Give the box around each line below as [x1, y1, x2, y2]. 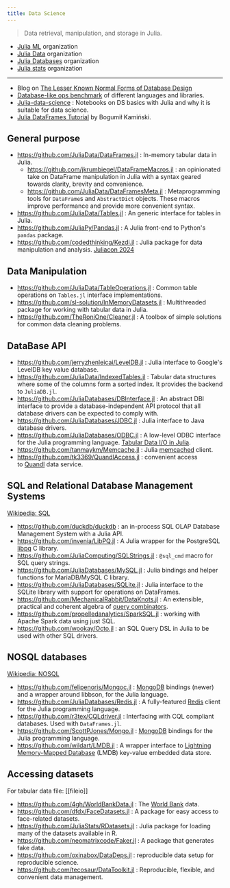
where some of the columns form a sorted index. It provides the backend [16, 380, 223, 388]
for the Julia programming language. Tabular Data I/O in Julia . [16, 438, 191, 446]
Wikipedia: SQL [7, 509, 51, 517]
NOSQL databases [7, 651, 88, 663]
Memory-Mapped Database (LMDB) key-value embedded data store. [16, 748, 212, 756]
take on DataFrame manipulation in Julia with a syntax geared [27, 173, 201, 181]
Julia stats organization [16, 64, 84, 72]
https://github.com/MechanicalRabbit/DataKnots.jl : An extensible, [16, 595, 204, 603]
